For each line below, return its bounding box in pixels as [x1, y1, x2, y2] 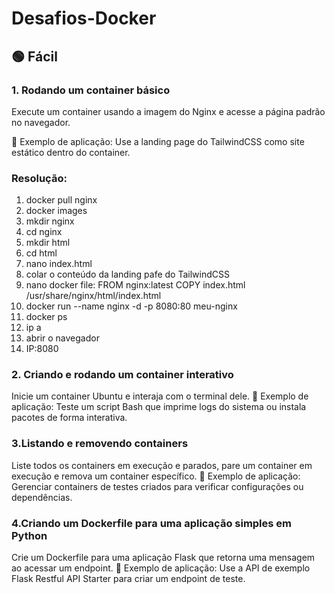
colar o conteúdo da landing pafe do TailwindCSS [25, 268, 230, 281]
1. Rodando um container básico [11, 83, 171, 97]
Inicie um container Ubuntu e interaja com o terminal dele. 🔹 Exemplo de [11, 390, 309, 402]
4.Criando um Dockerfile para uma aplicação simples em [11, 516, 293, 530]
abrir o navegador [25, 332, 100, 344]
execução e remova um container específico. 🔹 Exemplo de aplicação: [11, 470, 301, 482]
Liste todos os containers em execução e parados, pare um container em [11, 459, 313, 471]
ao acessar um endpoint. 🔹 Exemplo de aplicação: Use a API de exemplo [11, 562, 311, 574]
